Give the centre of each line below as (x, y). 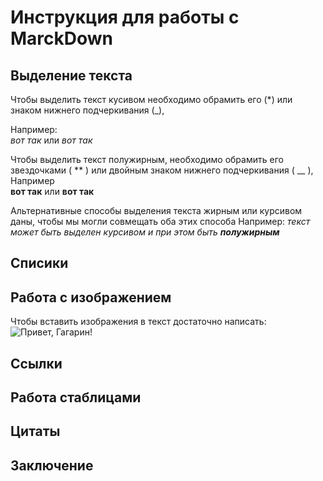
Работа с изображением (91, 297)
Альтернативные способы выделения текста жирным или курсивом (156, 210)
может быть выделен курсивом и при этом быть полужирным (145, 232)
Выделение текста (71, 75)
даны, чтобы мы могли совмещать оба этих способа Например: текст (160, 221)
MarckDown (62, 38)
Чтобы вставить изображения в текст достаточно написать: (138, 322)
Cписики (39, 263)
